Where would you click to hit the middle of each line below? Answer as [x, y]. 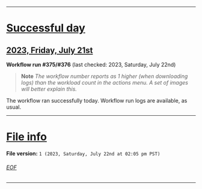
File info [26, 137]
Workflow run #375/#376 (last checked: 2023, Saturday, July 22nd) [91, 64]
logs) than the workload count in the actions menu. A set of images [104, 82]
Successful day [46, 28]
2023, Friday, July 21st [50, 50]
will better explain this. [49, 89]
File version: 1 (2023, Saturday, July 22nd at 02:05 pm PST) [83, 153]
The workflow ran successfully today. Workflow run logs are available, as [97, 100]
